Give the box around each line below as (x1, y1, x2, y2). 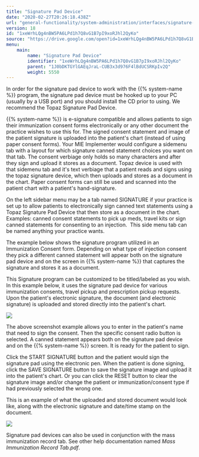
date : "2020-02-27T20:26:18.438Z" (6, 14, 92, 20)
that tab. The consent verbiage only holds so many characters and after (6, 153, 181, 160)
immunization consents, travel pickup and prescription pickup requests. (6, 288, 181, 296)
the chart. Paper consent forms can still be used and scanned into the (6, 179, 176, 186)
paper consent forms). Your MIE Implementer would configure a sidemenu (6, 141, 187, 148)
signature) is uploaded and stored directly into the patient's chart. (6, 301, 166, 308)
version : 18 (6, 25, 36, 31)
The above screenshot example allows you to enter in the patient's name (6, 323, 184, 330)
